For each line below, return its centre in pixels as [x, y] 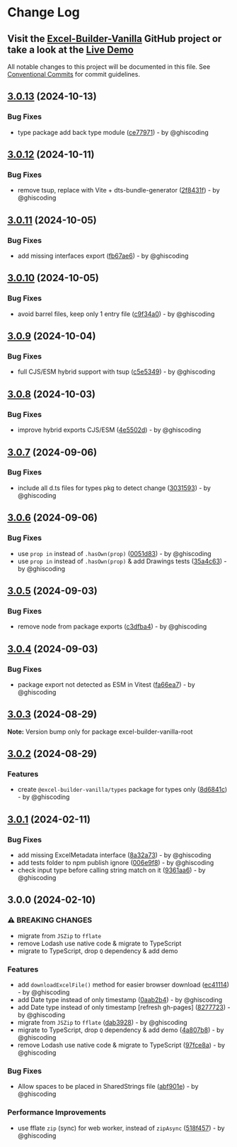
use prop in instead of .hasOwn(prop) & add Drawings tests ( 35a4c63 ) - [122, 561]
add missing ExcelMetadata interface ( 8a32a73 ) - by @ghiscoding [114, 855]
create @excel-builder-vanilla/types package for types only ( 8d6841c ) [122, 790]
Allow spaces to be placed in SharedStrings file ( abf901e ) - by [108, 1087]
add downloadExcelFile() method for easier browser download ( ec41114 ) [123, 985]
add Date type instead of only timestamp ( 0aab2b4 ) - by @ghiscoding [120, 1000]
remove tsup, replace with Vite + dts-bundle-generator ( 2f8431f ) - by [119, 190]
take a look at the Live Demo [71, 49]
